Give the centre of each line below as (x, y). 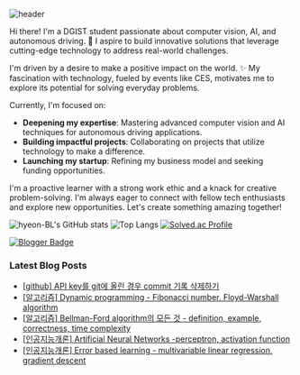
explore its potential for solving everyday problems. (105, 87)
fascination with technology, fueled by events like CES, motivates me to (142, 78)
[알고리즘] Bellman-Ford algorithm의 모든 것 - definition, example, (142, 318)
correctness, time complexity (77, 328)
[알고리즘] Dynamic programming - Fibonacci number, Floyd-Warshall (150, 297)
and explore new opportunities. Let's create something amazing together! (145, 207)
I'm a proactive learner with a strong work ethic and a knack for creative (143, 188)
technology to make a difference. (84, 151)
